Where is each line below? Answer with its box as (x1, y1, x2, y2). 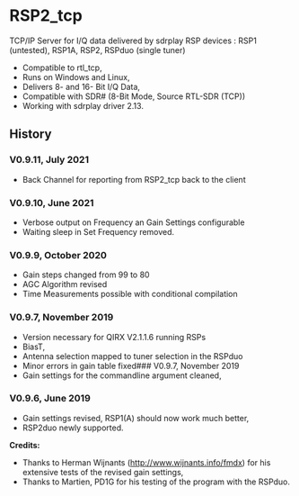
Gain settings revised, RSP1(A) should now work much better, (22, 412, 250, 423)
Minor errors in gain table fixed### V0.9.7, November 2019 (22, 360, 240, 371)
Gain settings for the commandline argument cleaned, (22, 370, 222, 381)
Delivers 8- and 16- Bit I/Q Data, (22, 81, 141, 92)
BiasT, (22, 341, 46, 352)
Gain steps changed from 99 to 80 (22, 269, 150, 280)
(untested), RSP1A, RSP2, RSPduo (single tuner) (9, 44, 186, 55)
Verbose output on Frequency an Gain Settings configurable (22, 217, 245, 228)
